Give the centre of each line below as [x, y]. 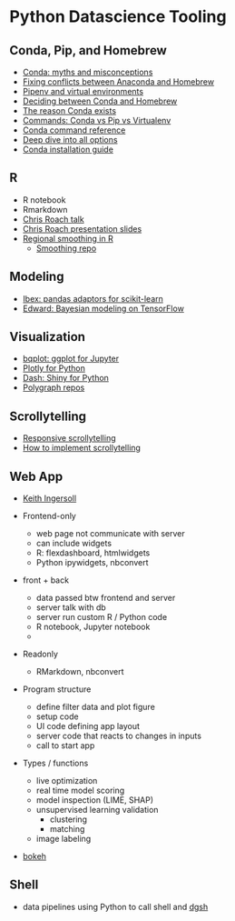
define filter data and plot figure [96, 707]
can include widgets [73, 544]
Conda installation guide [68, 149]
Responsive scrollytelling [69, 438]
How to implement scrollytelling [81, 448]
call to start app [65, 746]
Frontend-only [49, 516]
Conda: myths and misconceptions [88, 72]
